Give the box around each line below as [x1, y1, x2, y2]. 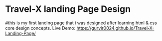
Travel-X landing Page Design [5, 3, 131, 15]
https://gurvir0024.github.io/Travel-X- [76, 25, 155, 31]
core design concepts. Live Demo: [5, 25, 76, 31]
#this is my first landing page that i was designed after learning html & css [5, 20, 157, 26]
